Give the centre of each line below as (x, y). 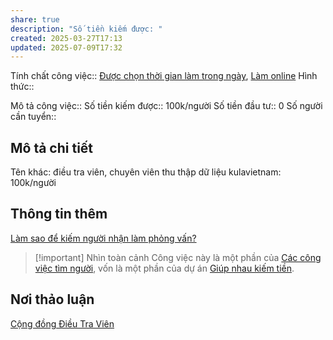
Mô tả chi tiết (52, 147)
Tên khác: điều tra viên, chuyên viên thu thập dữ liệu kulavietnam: (146, 172)
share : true (35, 19)
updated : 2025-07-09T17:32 (66, 47)
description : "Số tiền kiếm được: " (86, 29)
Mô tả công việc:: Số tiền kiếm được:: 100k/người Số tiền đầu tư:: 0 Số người (166, 106)
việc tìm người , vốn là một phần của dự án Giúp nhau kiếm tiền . (164, 268)
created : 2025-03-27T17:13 (66, 38)
